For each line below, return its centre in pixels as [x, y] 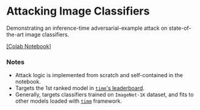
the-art [15, 34]
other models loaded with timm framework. [69, 101]
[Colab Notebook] [29, 46]
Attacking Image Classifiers [78, 11]
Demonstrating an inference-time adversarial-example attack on [87, 28]
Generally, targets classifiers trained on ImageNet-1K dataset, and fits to [104, 95]
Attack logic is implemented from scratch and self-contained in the [99, 75]
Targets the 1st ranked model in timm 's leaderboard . [80, 88]
